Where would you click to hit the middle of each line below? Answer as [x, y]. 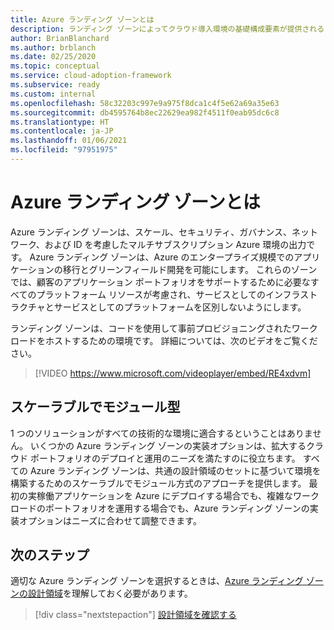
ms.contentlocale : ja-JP [62, 131]
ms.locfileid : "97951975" [64, 150]
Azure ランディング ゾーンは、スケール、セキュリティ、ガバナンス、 [151, 232]
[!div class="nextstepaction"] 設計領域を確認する [135, 615]
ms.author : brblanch [53, 47]
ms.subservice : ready [55, 85]
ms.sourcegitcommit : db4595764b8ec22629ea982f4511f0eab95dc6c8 [145, 112]
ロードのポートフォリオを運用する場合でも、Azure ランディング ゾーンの [160, 508]
